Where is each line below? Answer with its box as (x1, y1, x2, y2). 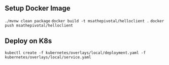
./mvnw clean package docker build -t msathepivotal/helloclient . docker (5, 18, 164, 23)
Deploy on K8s (5, 37, 52, 45)
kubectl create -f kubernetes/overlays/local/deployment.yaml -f (5, 50, 146, 55)
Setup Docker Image (5, 4, 71, 13)
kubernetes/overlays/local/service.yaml (5, 54, 92, 60)
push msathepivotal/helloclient (5, 23, 73, 28)
